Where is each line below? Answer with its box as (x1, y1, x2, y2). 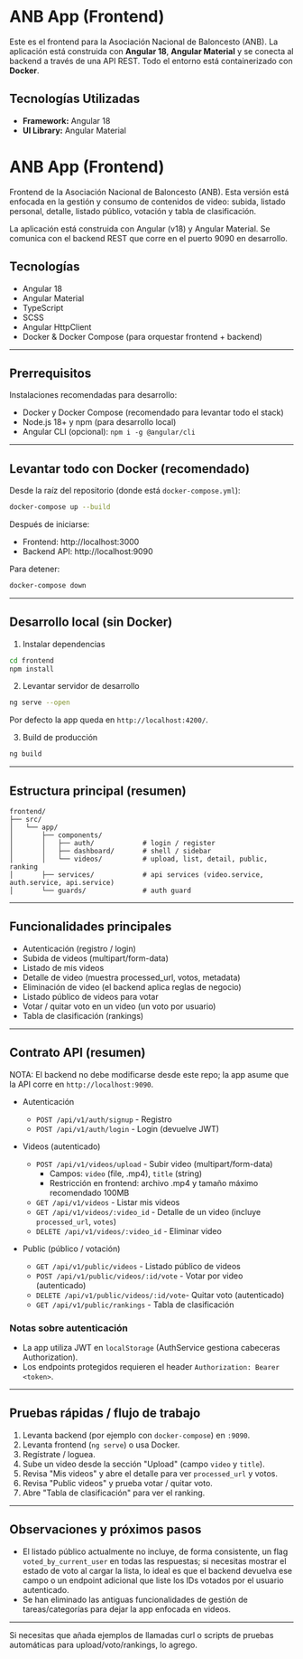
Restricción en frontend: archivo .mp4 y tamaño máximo (49, 1177, 259, 1188)
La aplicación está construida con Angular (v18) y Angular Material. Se (9, 223, 271, 234)
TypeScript (22, 302, 64, 313)
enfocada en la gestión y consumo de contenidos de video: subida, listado (9, 196, 286, 207)
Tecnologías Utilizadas (9, 91, 141, 107)
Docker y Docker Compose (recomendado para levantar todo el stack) (22, 407, 284, 418)
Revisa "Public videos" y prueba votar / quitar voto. (22, 1477, 214, 1488)
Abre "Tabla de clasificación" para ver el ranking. (22, 1487, 206, 1498)
